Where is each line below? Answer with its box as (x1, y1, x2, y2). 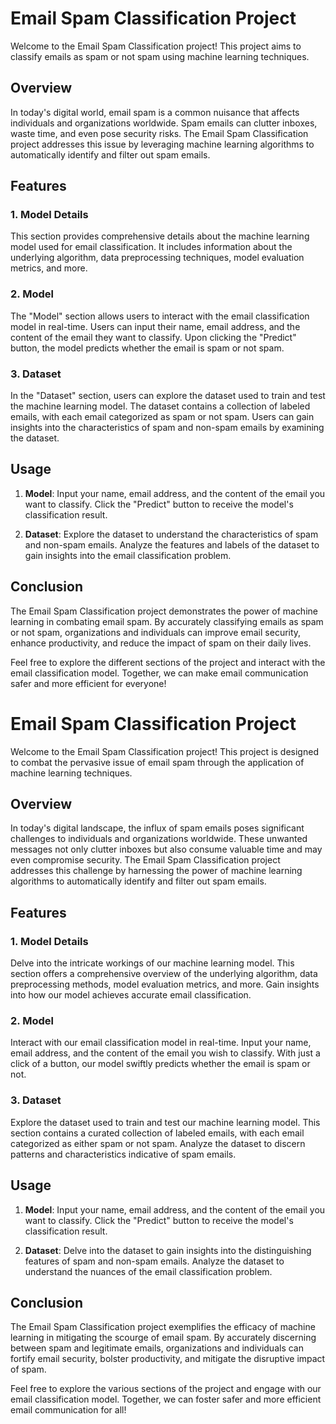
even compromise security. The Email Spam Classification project (10, 854, 281, 866)
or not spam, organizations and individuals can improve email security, (10, 626, 302, 638)
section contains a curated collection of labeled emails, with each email (10, 1127, 305, 1139)
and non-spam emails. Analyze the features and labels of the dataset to (24, 538, 320, 551)
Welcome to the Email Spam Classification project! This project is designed (10, 745, 319, 757)
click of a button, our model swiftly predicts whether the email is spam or (10, 1058, 311, 1070)
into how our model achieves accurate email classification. (10, 989, 252, 1001)
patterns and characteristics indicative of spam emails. (10, 1148, 237, 1160)
